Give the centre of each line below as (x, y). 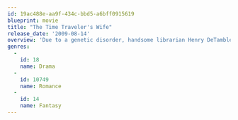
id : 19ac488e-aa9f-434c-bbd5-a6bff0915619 (71, 14)
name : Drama (38, 66)
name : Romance (41, 86)
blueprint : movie (33, 20)
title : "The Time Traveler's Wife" (60, 27)
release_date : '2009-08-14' (49, 34)
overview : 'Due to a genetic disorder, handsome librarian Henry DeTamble (120, 40)
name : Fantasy (41, 106)
